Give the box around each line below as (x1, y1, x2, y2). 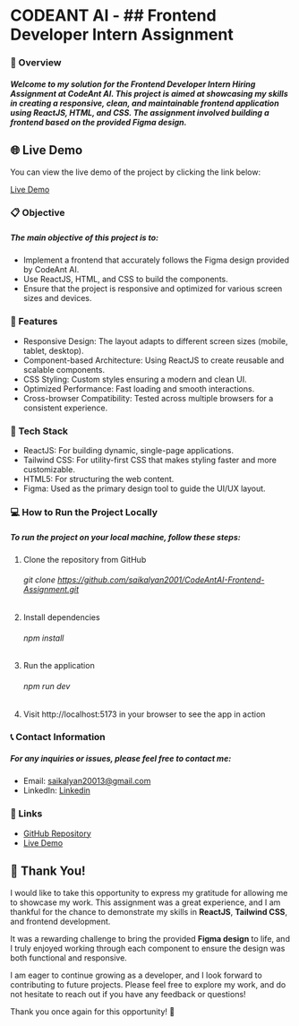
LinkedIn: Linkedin (22, 785, 90, 796)
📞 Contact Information (10, 731, 106, 744)
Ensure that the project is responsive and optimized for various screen (22, 283, 283, 294)
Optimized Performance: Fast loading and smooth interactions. (22, 383, 255, 394)
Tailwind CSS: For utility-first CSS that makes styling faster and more (22, 454, 277, 465)
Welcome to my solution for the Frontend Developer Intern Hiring (10, 78, 256, 90)
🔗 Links (10, 807, 43, 820)
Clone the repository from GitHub (22, 554, 147, 565)
